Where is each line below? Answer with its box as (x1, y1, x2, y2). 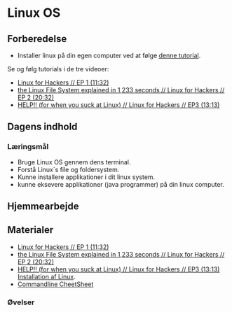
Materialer (7, 224, 54, 236)
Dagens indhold (7, 121, 78, 133)
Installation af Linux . (17, 272, 76, 281)
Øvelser (7, 297, 35, 307)
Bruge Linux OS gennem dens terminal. (17, 157, 131, 166)
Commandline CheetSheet (17, 280, 94, 288)
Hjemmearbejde (7, 201, 79, 213)
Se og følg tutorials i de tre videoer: (7, 65, 109, 73)
